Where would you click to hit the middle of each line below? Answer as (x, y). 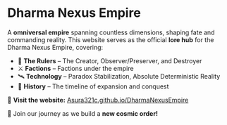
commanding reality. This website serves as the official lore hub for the (111, 39)
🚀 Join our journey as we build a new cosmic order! (83, 113)
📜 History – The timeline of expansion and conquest (93, 86)
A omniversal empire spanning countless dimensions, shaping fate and (111, 32)
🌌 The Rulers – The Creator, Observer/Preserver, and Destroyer (110, 60)
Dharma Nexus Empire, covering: (55, 47)
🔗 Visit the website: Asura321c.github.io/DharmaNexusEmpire (98, 100)
